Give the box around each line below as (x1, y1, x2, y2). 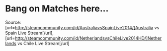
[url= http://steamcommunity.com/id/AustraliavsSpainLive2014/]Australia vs (5, 24, 160, 30)
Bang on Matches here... (5, 3, 109, 14)
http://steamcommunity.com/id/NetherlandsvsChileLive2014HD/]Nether (14, 35, 162, 41)
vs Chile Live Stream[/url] (17, 40, 70, 46)
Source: (5, 19, 21, 25)
